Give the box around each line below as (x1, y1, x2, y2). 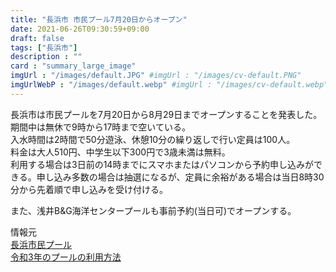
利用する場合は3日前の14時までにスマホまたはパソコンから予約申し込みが (10, 158, 314, 170)
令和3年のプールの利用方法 (10, 251, 122, 263)
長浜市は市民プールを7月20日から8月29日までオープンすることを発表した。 (10, 108, 323, 120)
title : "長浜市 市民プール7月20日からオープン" (10, 14, 188, 25)
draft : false (10, 33, 65, 43)
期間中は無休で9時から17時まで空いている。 (10, 121, 191, 133)
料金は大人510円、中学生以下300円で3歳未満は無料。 (10, 146, 231, 158)
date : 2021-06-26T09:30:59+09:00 (10, 24, 150, 34)
